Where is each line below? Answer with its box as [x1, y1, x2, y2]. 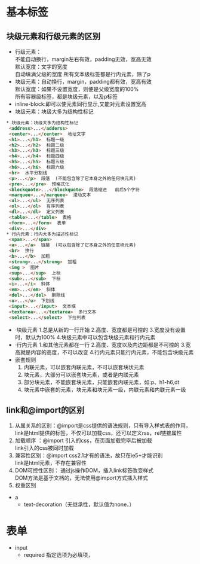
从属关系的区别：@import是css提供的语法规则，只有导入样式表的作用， [14, 422, 191, 429]
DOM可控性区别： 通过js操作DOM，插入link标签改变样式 [14, 467, 154, 474]
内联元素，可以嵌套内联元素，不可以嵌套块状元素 [23, 363, 144, 371]
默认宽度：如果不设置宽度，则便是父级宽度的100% [14, 86, 139, 93]
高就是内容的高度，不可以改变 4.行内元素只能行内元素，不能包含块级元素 [14, 348, 194, 356]
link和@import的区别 [6, 405, 85, 415]
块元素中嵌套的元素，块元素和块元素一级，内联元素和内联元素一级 [23, 386, 186, 393]
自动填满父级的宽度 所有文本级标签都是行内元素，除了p [14, 71, 151, 78]
